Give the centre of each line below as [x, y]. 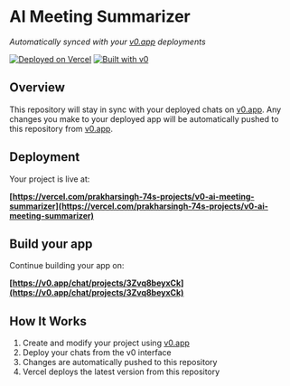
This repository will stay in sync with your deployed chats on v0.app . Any [145, 109]
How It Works [48, 321]
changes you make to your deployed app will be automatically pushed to [144, 118]
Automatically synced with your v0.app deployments [108, 42]
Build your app [51, 244]
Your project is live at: [50, 179]
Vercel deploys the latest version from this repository [121, 372]
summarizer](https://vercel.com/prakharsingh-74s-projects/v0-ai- [139, 206]
